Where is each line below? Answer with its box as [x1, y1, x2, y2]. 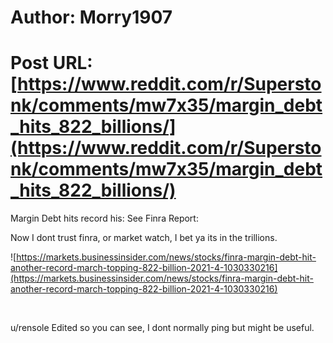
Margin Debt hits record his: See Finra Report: [10, 212, 199, 225]
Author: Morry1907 [10, 6, 173, 29]
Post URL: [10, 52, 93, 75]
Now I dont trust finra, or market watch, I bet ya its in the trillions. [10, 232, 278, 244]
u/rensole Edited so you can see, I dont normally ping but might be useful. [10, 322, 315, 334]
